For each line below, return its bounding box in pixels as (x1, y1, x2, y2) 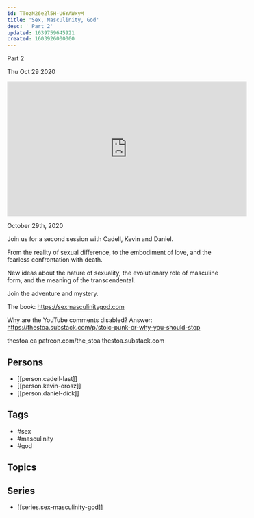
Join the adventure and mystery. (7, 289, 99, 298)
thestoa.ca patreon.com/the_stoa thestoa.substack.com (7, 336, 165, 345)
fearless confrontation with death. (7, 256, 103, 264)
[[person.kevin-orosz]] (16, 382, 81, 390)
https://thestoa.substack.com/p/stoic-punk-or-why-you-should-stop (7, 323, 201, 332)
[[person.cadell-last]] (16, 374, 77, 382)
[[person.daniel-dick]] (16, 388, 80, 397)
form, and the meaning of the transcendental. (7, 276, 136, 284)
